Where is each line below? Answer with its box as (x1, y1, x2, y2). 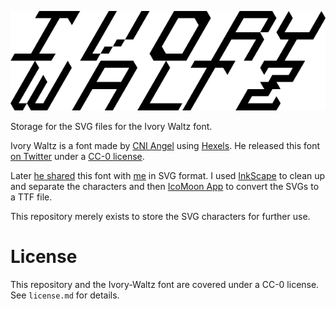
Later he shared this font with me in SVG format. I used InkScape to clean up (10, 169, 326, 181)
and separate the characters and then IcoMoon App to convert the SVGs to (10, 180, 320, 192)
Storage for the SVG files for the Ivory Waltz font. (10, 120, 213, 132)
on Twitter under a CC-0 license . (10, 150, 145, 162)
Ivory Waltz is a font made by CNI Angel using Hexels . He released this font (10, 139, 321, 151)
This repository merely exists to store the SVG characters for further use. (10, 210, 311, 222)
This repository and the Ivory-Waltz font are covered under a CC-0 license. (10, 278, 320, 290)
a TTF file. (10, 191, 53, 203)
